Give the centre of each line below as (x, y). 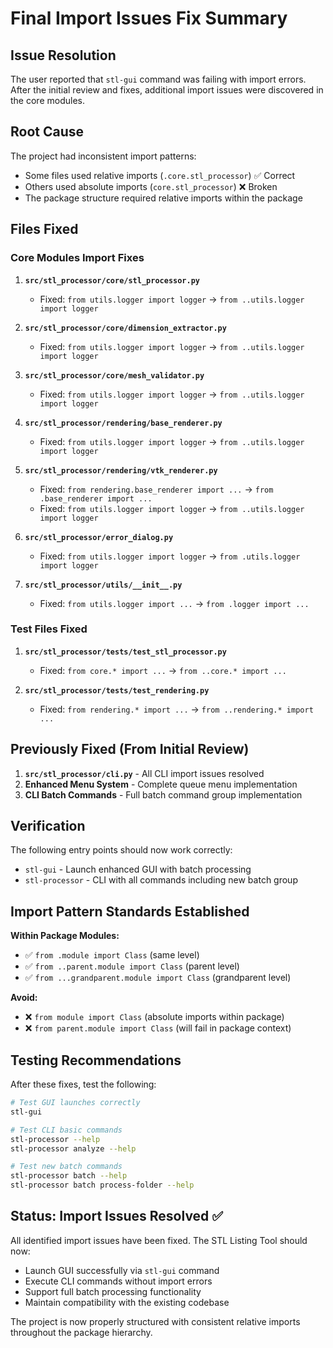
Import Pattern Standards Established (130, 911)
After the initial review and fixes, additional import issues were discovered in (167, 90)
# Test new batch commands (66, 1167)
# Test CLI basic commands (66, 1130)
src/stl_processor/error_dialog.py (99, 537)
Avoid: (24, 998)
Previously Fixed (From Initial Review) (130, 749)
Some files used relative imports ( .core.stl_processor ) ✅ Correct (160, 175)
